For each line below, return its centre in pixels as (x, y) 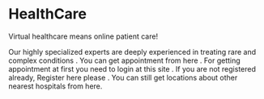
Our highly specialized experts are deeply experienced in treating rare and (132, 52)
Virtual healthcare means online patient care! (83, 36)
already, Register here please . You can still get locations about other (123, 77)
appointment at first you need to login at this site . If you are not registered (132, 68)
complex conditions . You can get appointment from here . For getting (124, 60)
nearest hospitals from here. (55, 86)
